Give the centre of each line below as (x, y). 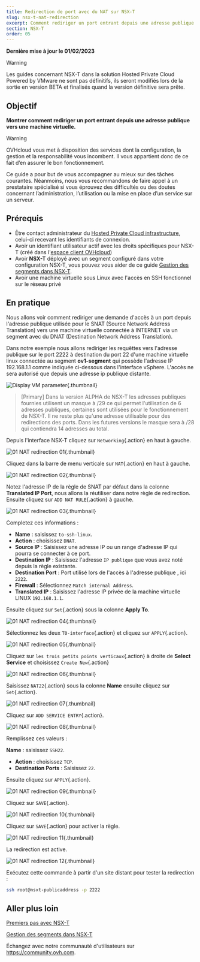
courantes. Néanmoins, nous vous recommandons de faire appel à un (92, 180)
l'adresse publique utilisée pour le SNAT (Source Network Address (88, 324)
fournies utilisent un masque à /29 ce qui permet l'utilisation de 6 (101, 403)
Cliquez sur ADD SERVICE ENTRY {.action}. (55, 715)
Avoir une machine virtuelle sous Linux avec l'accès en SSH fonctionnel (103, 278)
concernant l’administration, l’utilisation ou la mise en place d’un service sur (99, 193)
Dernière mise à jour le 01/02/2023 (50, 51)
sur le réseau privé (38, 284)
